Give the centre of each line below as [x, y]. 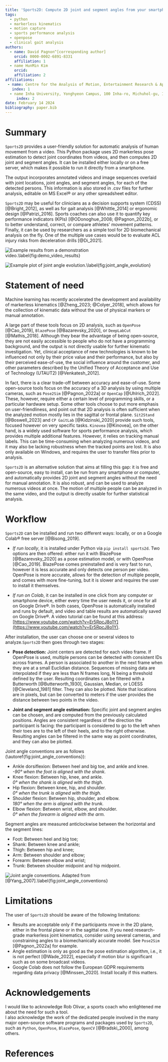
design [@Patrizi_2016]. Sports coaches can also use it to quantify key [78, 214]
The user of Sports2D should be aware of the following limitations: [73, 915]
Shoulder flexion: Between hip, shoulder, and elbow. [66, 798]
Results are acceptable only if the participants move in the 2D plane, [83, 924]
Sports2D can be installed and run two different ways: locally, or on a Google [83, 533]
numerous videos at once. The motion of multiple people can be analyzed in [83, 488]
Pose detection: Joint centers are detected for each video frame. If [82, 652]
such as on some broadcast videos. [49, 962]
